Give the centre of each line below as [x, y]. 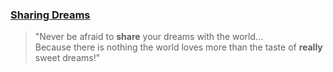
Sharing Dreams [50, 15]
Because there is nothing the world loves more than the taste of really [178, 47]
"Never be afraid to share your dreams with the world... [149, 37]
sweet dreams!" [67, 58]
